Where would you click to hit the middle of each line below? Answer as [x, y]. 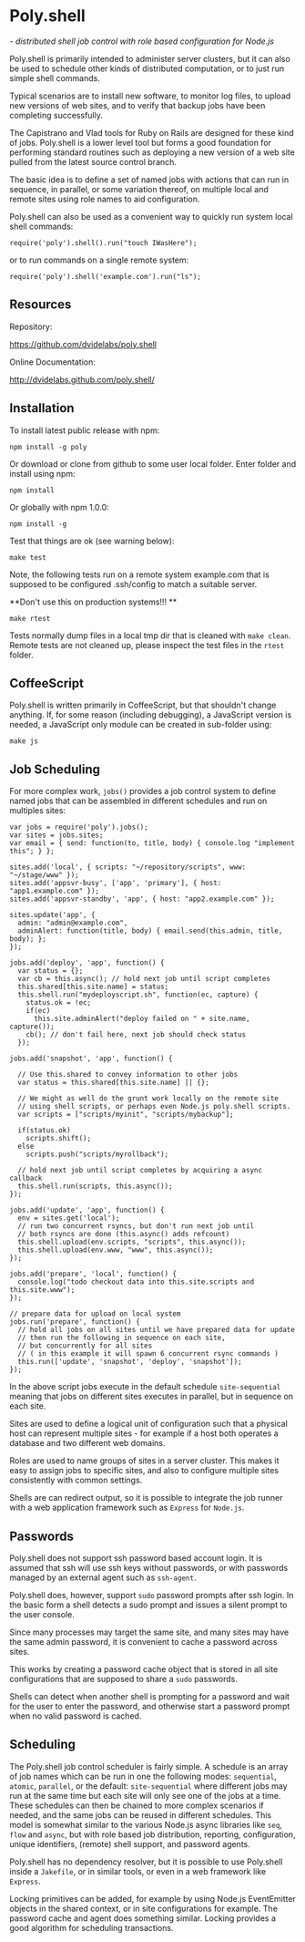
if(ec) [38, 1011]
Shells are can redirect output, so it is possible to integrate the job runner [146, 1498]
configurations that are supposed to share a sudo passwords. [124, 1679]
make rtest [30, 618]
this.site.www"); [42, 1290]
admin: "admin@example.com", [73, 923]
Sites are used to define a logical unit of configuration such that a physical [149, 1424]
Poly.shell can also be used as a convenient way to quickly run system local [151, 216]
